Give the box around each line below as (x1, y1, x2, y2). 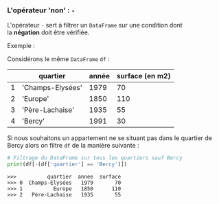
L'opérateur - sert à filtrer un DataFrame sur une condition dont (7, 21, 183, 30)
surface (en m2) (116, 71, 171, 81)
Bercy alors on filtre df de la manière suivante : (7, 141, 139, 150)
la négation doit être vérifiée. (7, 28, 90, 36)
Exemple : (7, 42, 36, 50)
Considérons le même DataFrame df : (7, 55, 110, 63)
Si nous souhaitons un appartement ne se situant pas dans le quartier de (7, 134, 213, 142)
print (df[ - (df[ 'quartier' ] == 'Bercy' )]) (7, 161, 128, 168)
